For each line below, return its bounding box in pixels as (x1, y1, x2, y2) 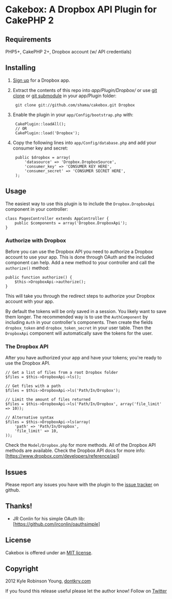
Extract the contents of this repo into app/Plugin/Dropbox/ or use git (12, 87, 158, 93)
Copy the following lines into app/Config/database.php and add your (12, 139, 157, 146)
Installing (5, 63, 36, 72)
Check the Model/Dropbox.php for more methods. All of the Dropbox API (5, 442, 156, 448)
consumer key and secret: (12, 145, 68, 151)
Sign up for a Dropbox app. (12, 77, 70, 83)
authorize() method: (5, 265, 50, 271)
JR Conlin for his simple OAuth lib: (12, 515, 85, 521)
